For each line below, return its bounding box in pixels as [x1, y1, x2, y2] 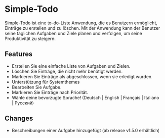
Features [4, 50, 33, 58]
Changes [4, 114, 33, 123]
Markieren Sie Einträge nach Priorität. [11, 89, 88, 95]
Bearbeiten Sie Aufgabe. [11, 84, 62, 90]
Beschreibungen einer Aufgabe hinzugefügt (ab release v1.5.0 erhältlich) [11, 127, 160, 133]
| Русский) [11, 100, 34, 106]
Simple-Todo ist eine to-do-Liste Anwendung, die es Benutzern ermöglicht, [4, 20, 158, 26]
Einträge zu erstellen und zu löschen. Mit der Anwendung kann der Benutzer [4, 25, 160, 31]
